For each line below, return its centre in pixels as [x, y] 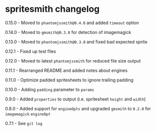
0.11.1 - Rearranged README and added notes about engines [66, 70]
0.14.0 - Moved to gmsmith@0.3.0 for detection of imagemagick [68, 32]
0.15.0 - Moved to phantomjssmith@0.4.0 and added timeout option [72, 23]
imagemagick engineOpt [28, 114]
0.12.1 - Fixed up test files [31, 51]
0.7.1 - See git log [24, 123]
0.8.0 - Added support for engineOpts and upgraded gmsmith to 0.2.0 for [78, 108]
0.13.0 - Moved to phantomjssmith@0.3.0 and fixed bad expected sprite [76, 42]
